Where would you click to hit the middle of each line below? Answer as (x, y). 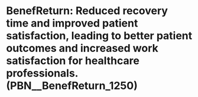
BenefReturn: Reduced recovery (87, 11)
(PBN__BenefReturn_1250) (72, 86)
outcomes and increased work (82, 48)
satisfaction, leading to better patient (99, 36)
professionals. (42, 73)
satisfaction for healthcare (73, 61)
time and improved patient (72, 23)
